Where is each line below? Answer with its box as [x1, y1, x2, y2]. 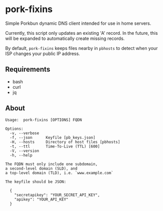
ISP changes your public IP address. [5, 50, 80, 57]
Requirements [5, 65, 50, 74]
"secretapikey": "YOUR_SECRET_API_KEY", [14, 192, 100, 197]
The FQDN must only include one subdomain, [5, 162, 98, 167]
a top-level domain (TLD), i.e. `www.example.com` [5, 170, 114, 175]
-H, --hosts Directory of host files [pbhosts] [10, 139, 121, 144]
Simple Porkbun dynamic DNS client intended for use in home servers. [5, 20, 151, 26]
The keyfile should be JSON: [5, 179, 66, 184]
